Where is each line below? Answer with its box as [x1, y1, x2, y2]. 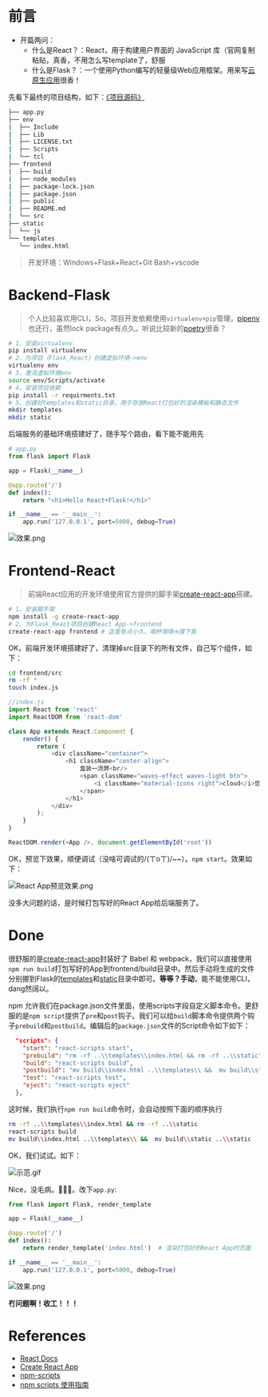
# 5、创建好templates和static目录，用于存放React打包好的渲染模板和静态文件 [8, 399, 239, 407]
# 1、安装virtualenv [8, 339, 73, 348]
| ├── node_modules [8, 175, 77, 183]
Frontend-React [8, 562, 116, 580]
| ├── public [8, 197, 56, 205]
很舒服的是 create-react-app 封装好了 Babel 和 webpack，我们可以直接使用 [8, 953, 253, 963]
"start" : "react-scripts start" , [22, 1044, 134, 1052]
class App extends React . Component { [8, 727, 134, 735]
